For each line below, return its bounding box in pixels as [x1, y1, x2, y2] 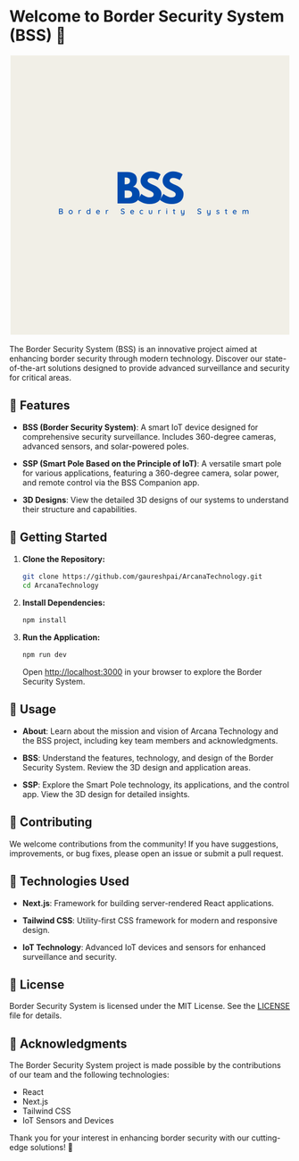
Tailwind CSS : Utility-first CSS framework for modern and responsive [21, 914, 278, 926]
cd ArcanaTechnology [21, 581, 99, 591]
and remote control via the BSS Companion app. [21, 476, 200, 488]
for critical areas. [9, 372, 71, 383]
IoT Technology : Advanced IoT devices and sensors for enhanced [21, 941, 266, 953]
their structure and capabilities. [21, 503, 137, 515]
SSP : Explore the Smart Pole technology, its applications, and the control [21, 779, 290, 790]
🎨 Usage [9, 702, 56, 717]
